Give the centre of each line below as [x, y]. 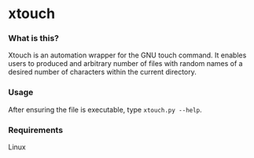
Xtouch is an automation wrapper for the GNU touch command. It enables [127, 55]
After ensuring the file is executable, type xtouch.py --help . [105, 109]
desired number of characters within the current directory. [102, 72]
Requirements [36, 130]
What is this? [33, 39]
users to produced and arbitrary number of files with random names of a [125, 64]
